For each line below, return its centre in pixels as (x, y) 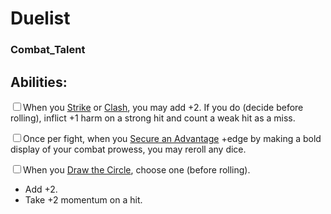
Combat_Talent (48, 50)
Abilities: (39, 82)
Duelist (40, 18)
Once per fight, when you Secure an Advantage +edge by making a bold (172, 138)
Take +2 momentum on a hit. (83, 199)
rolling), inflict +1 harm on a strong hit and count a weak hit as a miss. (153, 118)
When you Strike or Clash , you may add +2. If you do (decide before (163, 107)
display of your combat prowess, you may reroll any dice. (128, 149)
